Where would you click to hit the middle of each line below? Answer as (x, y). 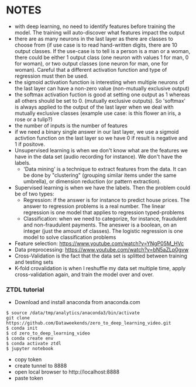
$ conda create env (30, 339)
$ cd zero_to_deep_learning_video (48, 333)
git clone (18, 318)
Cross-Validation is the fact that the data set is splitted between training (101, 256)
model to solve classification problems (70, 237)
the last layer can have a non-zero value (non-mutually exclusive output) (102, 88)
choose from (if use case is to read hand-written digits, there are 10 (96, 45)
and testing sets (34, 262)
